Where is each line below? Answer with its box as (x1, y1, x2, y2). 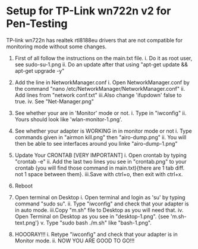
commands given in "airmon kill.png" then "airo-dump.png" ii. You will (14, 133, 187, 141)
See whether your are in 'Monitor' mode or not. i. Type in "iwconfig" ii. (14, 109, 187, 116)
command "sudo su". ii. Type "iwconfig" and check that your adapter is (14, 200, 189, 207)
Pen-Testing (6, 17, 68, 30)
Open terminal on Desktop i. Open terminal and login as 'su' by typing (14, 193, 186, 201)
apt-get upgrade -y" (14, 67, 65, 74)
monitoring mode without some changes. (6, 43, 107, 50)
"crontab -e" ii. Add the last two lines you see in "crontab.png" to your (14, 158, 187, 165)
